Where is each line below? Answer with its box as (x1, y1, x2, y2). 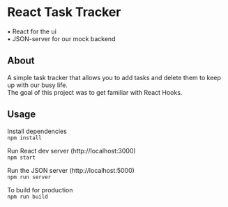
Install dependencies (7, 127, 68, 135)
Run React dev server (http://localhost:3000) (7, 146, 136, 155)
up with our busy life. (7, 81, 68, 89)
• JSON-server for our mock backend (7, 34, 116, 43)
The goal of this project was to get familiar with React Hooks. (7, 88, 183, 96)
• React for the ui (7, 27, 57, 36)
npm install (7, 134, 42, 141)
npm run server (7, 174, 52, 181)
